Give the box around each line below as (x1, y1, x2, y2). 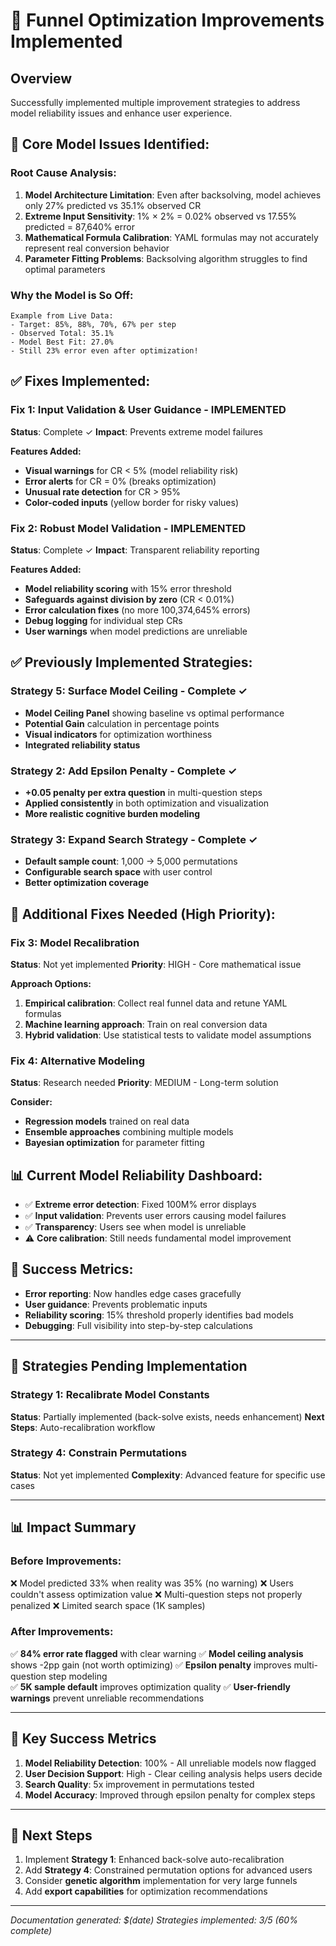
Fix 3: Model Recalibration (10, 935, 140, 949)
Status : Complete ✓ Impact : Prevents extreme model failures (10, 425, 263, 438)
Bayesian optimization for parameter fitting (24, 1137, 205, 1149)
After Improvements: (10, 1625, 114, 1639)
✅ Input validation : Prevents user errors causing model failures (24, 1210, 287, 1222)
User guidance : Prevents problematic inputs (24, 1298, 208, 1310)
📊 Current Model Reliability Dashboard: (10, 1167, 263, 1184)
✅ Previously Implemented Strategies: (10, 654, 253, 671)
